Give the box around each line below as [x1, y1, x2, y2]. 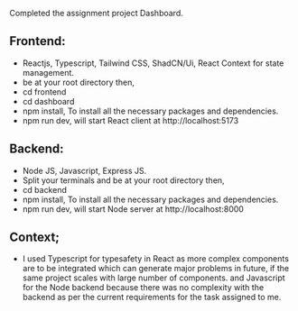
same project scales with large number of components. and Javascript [22, 272, 286, 283]
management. [22, 67, 75, 78]
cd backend [22, 184, 68, 195]
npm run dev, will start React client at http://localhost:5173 [22, 114, 239, 125]
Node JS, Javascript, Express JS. [22, 165, 147, 176]
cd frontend [22, 86, 67, 97]
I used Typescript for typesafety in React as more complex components [22, 253, 289, 264]
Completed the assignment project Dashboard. [9, 8, 183, 18]
